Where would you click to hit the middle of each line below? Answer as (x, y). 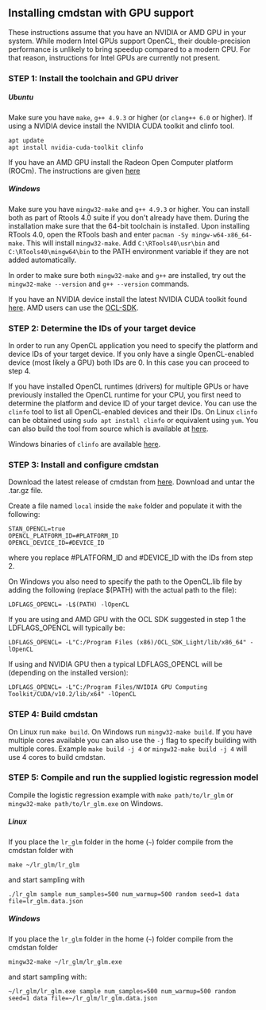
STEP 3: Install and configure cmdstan (84, 464)
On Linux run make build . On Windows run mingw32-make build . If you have (130, 731)
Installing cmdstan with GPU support (101, 13)
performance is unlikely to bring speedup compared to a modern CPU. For (129, 49)
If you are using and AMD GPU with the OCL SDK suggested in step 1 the (127, 620)
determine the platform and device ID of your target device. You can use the (133, 403)
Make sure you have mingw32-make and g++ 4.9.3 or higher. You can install (129, 209)
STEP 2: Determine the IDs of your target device (102, 328)
